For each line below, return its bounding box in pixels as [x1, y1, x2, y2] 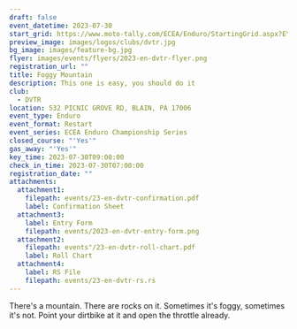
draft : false [9, 12, 57, 22]
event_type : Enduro [9, 111, 81, 120]
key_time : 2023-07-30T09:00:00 [9, 152, 125, 162]
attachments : [9, 178, 57, 187]
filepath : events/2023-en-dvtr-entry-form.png [25, 226, 200, 235]
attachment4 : [17, 260, 65, 269]
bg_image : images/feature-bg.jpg [9, 46, 133, 55]
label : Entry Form [25, 218, 93, 227]
